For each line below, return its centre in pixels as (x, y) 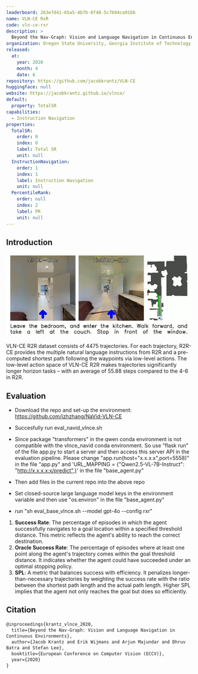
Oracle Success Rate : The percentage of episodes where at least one (100, 547)
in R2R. (15, 377)
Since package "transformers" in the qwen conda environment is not (98, 439)
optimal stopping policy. (44, 566)
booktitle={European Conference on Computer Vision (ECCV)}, (88, 654)
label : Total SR (37, 149)
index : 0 (27, 143)
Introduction (29, 242)
